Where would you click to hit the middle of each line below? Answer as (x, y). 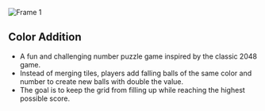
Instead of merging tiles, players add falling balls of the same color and (136, 73)
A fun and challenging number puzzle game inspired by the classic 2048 (138, 56)
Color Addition (45, 37)
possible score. (45, 98)
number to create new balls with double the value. (102, 81)
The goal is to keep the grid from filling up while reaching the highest (132, 90)
